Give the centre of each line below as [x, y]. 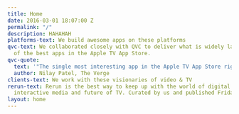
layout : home [27, 100]
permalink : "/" [30, 27]
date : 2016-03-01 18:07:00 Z [51, 21]
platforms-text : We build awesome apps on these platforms [97, 40]
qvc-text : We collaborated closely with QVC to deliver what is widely [116, 47]
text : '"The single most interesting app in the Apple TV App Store [117, 67]
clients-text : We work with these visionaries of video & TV [100, 80]
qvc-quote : [23, 60]
